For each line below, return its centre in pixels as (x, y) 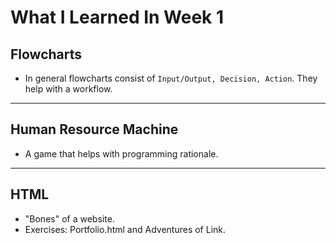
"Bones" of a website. (69, 218)
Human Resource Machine (94, 129)
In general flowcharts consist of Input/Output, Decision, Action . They (171, 78)
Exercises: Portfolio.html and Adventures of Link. (125, 229)
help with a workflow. (68, 89)
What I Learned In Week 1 (117, 17)
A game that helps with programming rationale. (121, 153)
